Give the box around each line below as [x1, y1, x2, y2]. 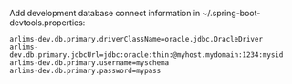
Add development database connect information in [9, 8, 201, 18]
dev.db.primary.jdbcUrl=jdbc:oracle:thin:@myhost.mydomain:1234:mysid [9, 51, 284, 60]
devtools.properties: [9, 17, 86, 28]
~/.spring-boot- [202, 8, 261, 18]
